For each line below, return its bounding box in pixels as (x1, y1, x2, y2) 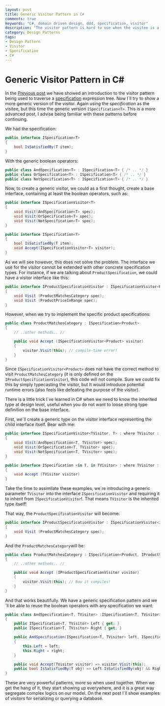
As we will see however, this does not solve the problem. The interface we (5, 259, 156, 265)
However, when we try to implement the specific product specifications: (5, 311, 151, 317)
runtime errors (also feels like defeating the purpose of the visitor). (5, 387, 140, 393)
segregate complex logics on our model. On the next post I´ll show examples (5, 690, 160, 696)
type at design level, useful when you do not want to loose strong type (5, 401, 148, 408)
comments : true (5, 16, 36, 21)
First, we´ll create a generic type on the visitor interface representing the (5, 416, 152, 423)
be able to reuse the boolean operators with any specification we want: (9, 602, 154, 608)
